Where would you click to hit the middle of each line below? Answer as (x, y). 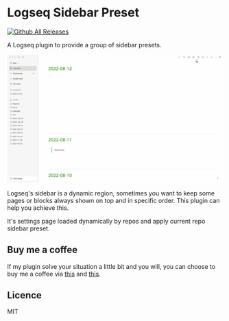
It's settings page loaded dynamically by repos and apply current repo (106, 221)
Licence (25, 295)
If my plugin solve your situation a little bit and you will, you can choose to (111, 266)
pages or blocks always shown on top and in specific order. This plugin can (114, 200)
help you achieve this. (38, 208)
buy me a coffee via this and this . (54, 274)
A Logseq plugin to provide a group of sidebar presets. (85, 45)
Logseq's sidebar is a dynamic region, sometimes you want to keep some (111, 193)
